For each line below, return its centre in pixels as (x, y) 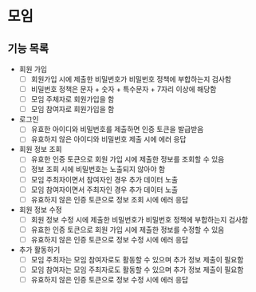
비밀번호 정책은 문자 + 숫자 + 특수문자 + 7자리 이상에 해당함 (124, 90)
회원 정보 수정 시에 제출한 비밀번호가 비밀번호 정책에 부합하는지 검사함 (140, 219)
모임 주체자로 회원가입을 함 (73, 99)
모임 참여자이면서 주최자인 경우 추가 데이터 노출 (104, 190)
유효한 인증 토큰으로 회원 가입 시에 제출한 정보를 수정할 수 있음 (128, 230)
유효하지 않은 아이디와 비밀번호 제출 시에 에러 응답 (108, 139)
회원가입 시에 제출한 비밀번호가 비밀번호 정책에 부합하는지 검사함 (131, 79)
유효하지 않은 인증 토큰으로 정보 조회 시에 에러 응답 (110, 199)
